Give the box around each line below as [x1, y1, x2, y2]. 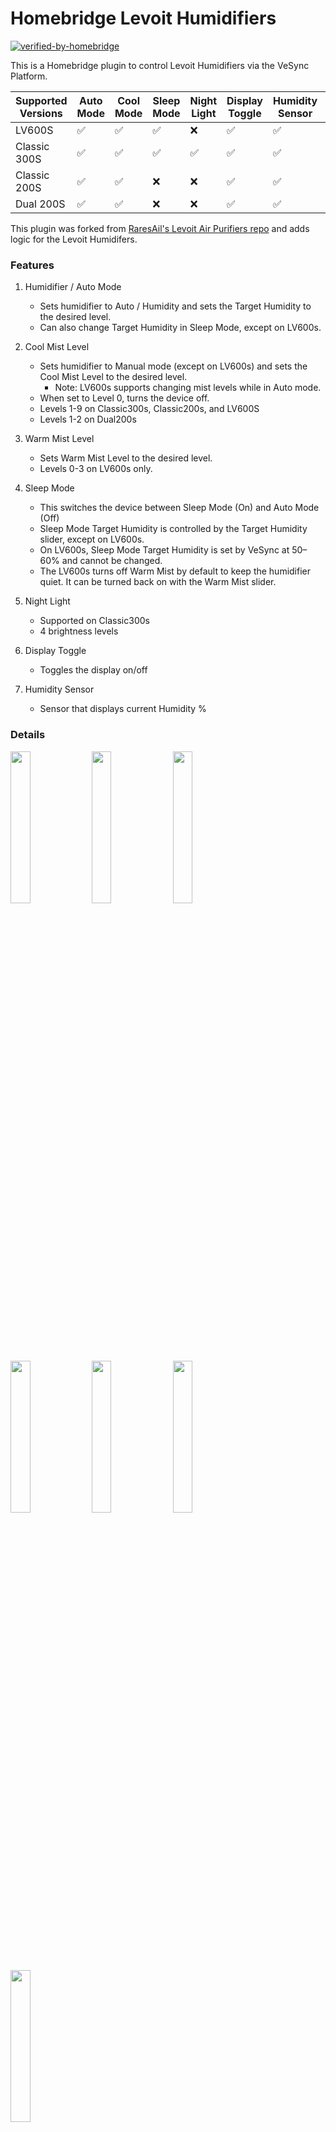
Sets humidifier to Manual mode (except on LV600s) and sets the [39, 360, 308, 372]
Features [10, 258, 55, 272]
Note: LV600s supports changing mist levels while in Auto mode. [54, 382, 322, 394]
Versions [19, 106, 63, 120]
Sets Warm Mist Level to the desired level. [39, 452, 213, 464]
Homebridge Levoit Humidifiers [10, 7, 277, 30]
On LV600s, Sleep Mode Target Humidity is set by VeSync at [39, 544, 290, 556]
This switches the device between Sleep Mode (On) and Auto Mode [39, 502, 320, 514]
